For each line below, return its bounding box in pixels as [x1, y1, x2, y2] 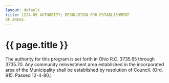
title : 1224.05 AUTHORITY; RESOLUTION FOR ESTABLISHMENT [5, 12, 130, 17]
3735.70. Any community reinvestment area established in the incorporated [5, 61, 164, 68]
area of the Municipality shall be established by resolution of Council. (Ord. [5, 67, 163, 73]
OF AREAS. [5, 17, 27, 22]
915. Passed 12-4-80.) [5, 72, 52, 78]
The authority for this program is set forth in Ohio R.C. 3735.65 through [5, 56, 155, 62]
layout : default [5, 7, 40, 13]
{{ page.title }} [5, 39, 69, 51]
